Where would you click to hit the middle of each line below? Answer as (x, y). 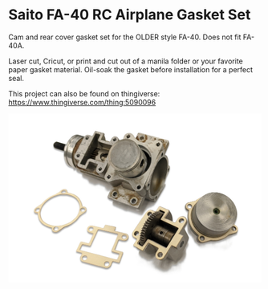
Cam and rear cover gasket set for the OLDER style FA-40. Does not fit (125, 37)
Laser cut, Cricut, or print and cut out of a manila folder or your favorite (126, 61)
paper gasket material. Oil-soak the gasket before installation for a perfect (131, 69)
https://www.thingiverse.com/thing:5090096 (82, 102)
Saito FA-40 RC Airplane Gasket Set (130, 15)
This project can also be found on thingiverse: (84, 93)
